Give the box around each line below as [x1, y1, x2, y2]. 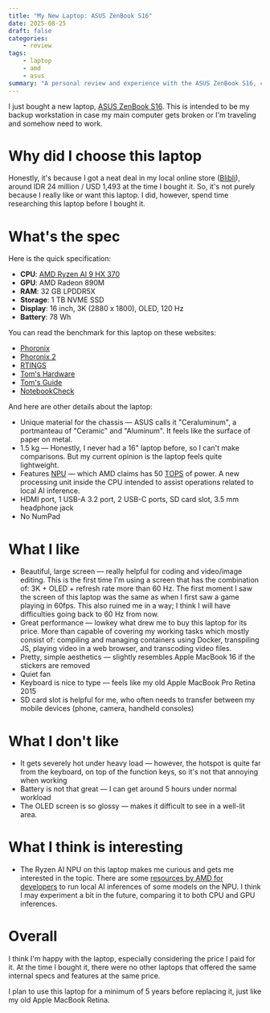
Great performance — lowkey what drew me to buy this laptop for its [19, 618, 247, 628]
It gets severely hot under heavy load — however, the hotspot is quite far [19, 758, 261, 768]
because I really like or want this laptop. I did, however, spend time [8, 190, 229, 200]
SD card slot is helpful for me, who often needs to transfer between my [19, 695, 256, 705]
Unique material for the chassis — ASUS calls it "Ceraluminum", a [19, 417, 237, 427]
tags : [8, 49, 27, 57]
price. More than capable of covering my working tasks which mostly [19, 626, 250, 637]
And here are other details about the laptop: [8, 402, 153, 412]
